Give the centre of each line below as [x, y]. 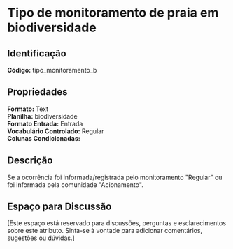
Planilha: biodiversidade [43, 116]
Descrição [30, 161]
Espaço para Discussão [59, 207]
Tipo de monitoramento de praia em [113, 13]
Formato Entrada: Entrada [45, 123]
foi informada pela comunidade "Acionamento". [75, 184]
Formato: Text [28, 109]
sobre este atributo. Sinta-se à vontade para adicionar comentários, [105, 231]
